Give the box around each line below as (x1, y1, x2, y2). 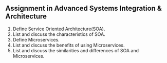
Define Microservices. (12, 36, 60, 43)
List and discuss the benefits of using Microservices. (12, 42, 125, 48)
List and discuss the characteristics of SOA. (12, 31, 105, 37)
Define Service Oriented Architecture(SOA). (12, 26, 105, 32)
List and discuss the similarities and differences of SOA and (12, 47, 139, 53)
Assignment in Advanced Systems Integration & (5, 4, 162, 13)
